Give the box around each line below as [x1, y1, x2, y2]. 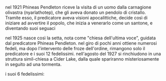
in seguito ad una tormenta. [5, 62, 62, 67]
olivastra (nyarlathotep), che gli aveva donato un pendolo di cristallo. [5, 9, 146, 15]
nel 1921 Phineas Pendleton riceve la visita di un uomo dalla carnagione [5, 4, 152, 10]
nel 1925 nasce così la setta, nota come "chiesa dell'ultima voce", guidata [5, 35, 156, 41]
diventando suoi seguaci [5, 25, 56, 31]
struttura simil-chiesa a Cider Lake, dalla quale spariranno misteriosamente [5, 56, 160, 62]
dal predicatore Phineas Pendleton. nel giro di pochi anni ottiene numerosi [5, 40, 157, 46]
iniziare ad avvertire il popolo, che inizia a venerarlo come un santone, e [5, 20, 153, 26]
